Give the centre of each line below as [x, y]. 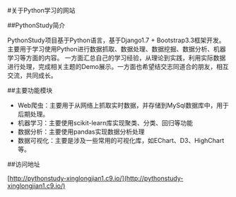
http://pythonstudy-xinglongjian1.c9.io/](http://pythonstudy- [96, 178]
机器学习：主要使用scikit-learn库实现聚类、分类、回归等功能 [105, 123]
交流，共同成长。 [32, 75]
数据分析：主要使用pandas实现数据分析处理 [81, 132]
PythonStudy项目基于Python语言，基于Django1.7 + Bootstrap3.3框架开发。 [116, 40]
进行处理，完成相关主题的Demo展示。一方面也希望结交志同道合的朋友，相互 [118, 66]
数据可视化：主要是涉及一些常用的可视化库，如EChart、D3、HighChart [121, 140]
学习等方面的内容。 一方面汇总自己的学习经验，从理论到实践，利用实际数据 [117, 58]
